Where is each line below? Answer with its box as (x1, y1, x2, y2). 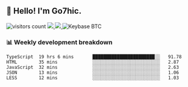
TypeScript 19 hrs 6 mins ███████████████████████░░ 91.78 (6, 54, 182, 60)
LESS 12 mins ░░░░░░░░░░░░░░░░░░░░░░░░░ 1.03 (6, 75, 180, 81)
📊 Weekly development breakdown (6, 38, 113, 46)
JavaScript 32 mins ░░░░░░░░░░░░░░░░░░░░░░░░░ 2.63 (6, 64, 180, 71)
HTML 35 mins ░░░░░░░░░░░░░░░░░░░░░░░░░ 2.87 (6, 59, 180, 65)
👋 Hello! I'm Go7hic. (6, 6, 82, 16)
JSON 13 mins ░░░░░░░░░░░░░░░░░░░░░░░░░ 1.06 (6, 70, 180, 76)
